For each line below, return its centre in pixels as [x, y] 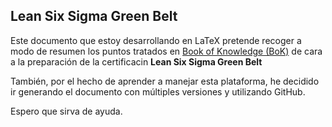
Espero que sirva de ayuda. [66, 111]
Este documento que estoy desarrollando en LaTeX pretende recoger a [156, 40]
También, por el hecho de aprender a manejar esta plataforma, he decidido [165, 81]
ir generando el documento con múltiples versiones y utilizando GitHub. [158, 91]
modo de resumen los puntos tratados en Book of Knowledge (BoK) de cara [166, 51]
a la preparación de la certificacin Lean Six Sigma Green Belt [136, 61]
